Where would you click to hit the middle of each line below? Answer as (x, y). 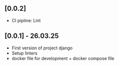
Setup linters (24, 53)
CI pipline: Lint (26, 20)
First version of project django (42, 48)
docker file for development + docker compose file (63, 58)
